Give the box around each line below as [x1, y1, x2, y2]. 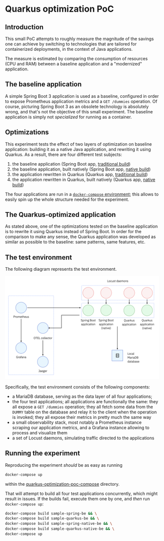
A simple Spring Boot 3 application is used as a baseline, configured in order [5, 93, 159, 99]
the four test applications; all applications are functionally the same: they [12, 398, 159, 404]
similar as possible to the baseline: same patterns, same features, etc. [5, 239, 145, 245]
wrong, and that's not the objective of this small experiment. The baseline [5, 108, 153, 114]
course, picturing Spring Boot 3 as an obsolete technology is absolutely [5, 104, 149, 109]
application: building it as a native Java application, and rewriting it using [5, 146, 151, 152]
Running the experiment [5, 449, 81, 457]
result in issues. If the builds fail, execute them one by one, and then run [5, 496, 150, 501]
